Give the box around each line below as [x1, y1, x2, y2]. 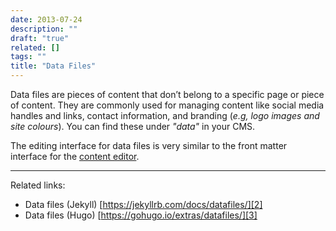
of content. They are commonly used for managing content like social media [10, 99, 325, 111]
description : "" [10, 24, 78, 34]
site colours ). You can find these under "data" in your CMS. [10, 121, 256, 132]
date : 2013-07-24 [10, 14, 83, 25]
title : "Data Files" [10, 61, 97, 71]
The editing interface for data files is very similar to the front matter [10, 140, 288, 151]
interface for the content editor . [10, 151, 140, 162]
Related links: [10, 179, 66, 191]
